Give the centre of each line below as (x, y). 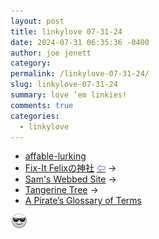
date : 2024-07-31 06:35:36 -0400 (80, 42)
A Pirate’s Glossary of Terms (83, 201)
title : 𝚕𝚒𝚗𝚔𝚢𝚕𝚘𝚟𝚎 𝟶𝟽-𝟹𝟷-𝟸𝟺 (66, 31)
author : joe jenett (51, 53)
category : (31, 63)
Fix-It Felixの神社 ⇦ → (70, 168)
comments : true (42, 105)
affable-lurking (55, 156)
